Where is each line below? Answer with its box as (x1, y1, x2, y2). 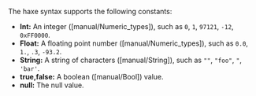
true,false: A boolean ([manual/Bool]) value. (19, 72, 164, 81)
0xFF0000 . (19, 31, 51, 39)
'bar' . (19, 64, 40, 73)
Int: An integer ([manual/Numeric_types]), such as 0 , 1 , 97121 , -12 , (19, 22, 234, 31)
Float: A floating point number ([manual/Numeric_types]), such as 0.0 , (19, 39, 248, 48)
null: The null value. (19, 80, 84, 90)
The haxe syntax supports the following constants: (8, 7, 173, 16)
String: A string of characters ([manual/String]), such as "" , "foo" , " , (19, 55, 242, 65)
